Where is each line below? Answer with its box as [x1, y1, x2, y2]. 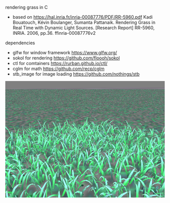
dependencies [5, 40, 35, 46]
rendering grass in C [5, 5, 48, 10]
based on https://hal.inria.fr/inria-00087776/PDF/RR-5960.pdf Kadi [12, 14, 153, 20]
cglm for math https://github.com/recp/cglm [12, 65, 105, 72]
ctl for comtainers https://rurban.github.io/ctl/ [12, 60, 108, 66]
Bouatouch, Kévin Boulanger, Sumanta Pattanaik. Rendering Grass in [12, 20, 156, 25]
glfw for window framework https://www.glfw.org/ [12, 50, 117, 55]
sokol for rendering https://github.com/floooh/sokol [12, 55, 120, 61]
